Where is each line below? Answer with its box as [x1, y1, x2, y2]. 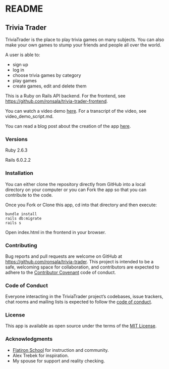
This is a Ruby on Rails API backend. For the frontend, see [5, 93, 126, 99]
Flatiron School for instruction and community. [12, 347, 109, 353]
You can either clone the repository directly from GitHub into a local [5, 181, 146, 187]
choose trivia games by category [12, 72, 82, 78]
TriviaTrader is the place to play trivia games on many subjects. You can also [5, 36, 164, 42]
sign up [12, 62, 29, 67]
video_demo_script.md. [5, 113, 54, 119]
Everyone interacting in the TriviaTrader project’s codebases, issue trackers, [5, 294, 163, 300]
